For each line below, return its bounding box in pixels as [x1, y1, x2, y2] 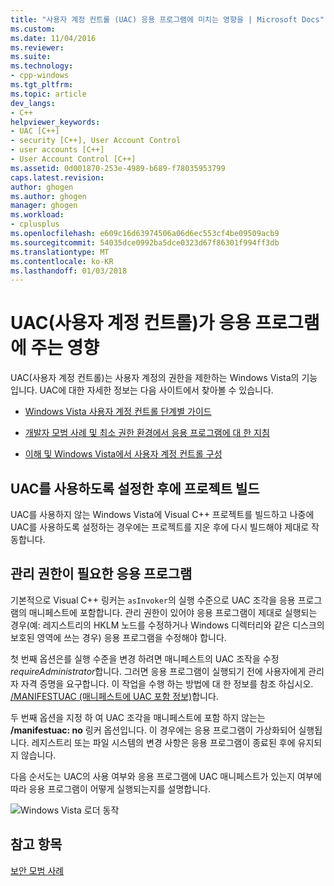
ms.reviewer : [10, 42, 65, 53]
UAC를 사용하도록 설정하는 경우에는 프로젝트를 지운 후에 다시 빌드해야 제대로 [10, 521, 310, 533]
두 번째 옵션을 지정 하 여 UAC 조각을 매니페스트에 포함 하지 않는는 [10, 711, 266, 723]
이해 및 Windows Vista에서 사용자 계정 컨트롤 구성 [24, 448, 223, 460]
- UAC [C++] [10, 126, 60, 136]
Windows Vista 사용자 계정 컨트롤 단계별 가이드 [24, 406, 212, 418]
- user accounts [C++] [10, 145, 105, 155]
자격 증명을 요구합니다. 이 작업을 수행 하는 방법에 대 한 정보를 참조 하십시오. [20, 677, 314, 690]
